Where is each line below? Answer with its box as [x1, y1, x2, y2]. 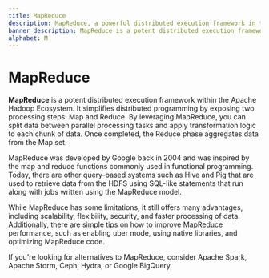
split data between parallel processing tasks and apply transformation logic [8, 121, 256, 131]
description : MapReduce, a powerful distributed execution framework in [8, 19, 256, 27]
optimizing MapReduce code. [8, 237, 106, 247]
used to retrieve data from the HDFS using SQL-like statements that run [8, 179, 244, 188]
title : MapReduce [8, 11, 66, 20]
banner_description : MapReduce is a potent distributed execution [8, 26, 235, 34]
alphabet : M [8, 34, 48, 42]
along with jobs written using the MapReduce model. [8, 187, 183, 197]
